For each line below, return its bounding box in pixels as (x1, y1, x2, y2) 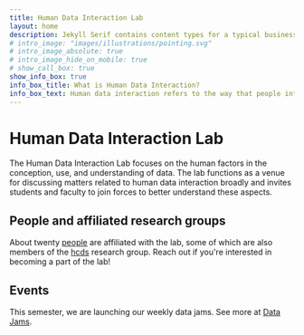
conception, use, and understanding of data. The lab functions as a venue (9, 167, 285, 178)
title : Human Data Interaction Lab (9, 13, 144, 23)
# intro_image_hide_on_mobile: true (9, 55, 147, 64)
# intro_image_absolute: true (9, 47, 124, 56)
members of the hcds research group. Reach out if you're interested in (9, 246, 272, 258)
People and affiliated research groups (9, 213, 226, 228)
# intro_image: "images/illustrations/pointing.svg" (9, 38, 213, 48)
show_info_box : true (9, 72, 88, 81)
